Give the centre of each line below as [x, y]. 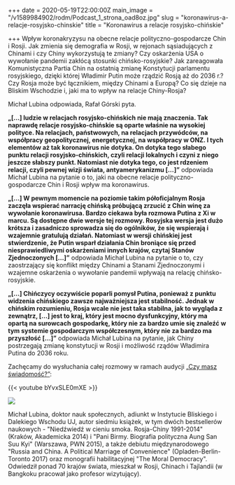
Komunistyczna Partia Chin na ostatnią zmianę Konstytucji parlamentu [109, 68]
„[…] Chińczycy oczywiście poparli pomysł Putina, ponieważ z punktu [112, 294]
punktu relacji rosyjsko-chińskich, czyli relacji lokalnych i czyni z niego [113, 155]
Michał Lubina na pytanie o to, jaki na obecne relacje [84, 177]
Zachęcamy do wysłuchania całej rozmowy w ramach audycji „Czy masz [113, 366]
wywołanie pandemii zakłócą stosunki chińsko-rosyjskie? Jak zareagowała [115, 61]
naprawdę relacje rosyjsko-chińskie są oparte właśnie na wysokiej [107, 125]
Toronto [19, 459]
